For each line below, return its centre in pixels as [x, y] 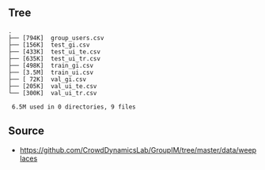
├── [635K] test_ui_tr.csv [55, 58]
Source [26, 131]
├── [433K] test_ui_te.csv [55, 52]
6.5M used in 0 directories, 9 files [74, 107]
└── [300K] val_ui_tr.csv [53, 93]
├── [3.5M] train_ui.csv [51, 72]
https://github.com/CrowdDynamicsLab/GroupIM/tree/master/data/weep [138, 150]
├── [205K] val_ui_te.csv [53, 86]
